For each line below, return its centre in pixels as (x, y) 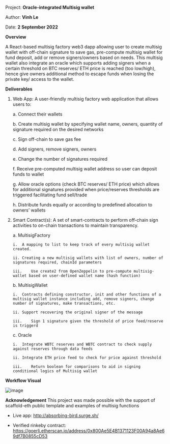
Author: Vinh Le (22, 17)
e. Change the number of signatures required (60, 159)
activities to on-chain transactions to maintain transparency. (76, 225)
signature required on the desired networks (58, 129)
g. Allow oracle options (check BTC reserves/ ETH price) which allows (86, 184)
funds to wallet (28, 174)
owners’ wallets (29, 210)
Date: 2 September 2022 (32, 27)
